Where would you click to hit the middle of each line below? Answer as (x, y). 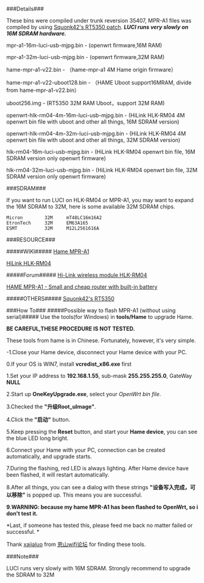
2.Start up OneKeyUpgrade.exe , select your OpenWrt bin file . (84, 394)
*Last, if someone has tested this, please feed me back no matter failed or (100, 525)
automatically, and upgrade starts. (49, 456)
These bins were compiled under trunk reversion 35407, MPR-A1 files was (99, 20)
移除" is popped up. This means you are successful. (77, 495)
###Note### (23, 557)
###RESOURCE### (31, 239)
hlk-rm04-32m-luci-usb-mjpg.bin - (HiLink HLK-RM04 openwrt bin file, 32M (102, 170)
